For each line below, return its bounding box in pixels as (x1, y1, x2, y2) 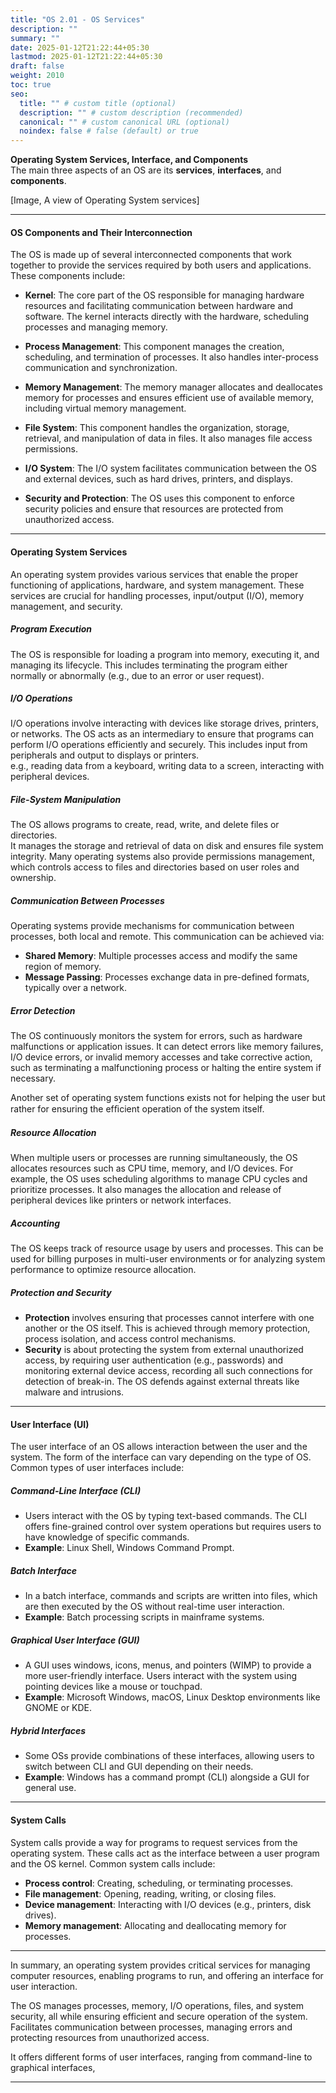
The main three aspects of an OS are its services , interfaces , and (10, 164, 282, 176)
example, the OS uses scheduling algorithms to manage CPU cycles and (10, 1173, 308, 1185)
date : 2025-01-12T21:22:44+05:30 (10, 42, 150, 53)
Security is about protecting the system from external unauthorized (24, 1344, 304, 1356)
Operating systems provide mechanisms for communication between (10, 920, 295, 932)
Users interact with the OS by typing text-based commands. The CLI (24, 1510, 307, 1522)
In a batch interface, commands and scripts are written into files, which (24, 1590, 318, 1602)
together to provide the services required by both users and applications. (10, 259, 312, 271)
